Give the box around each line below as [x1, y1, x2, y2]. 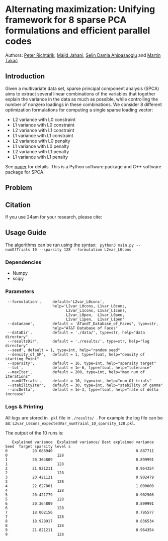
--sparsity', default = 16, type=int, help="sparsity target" [7, 361, 156, 366]
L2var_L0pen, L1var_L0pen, [66, 312, 125, 317]
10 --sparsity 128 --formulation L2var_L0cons [32, 247, 132, 252]
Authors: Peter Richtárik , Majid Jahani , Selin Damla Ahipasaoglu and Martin [5, 52, 161, 58]
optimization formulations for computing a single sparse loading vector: [5, 106, 153, 113]
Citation [5, 200, 31, 209]
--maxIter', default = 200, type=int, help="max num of [7, 370, 145, 375]
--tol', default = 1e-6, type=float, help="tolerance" [7, 365, 152, 370]
